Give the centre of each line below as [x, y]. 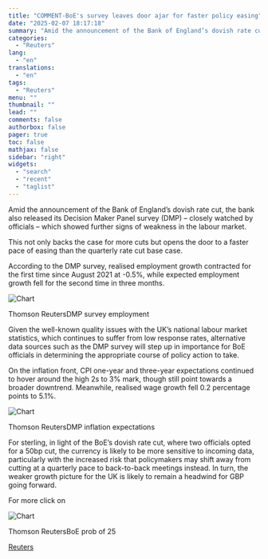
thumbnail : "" [32, 105]
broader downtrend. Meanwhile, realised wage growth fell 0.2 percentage [129, 387]
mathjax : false [33, 150]
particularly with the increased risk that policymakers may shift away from [130, 459]
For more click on [37, 500]
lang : [17, 53]
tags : [17, 82]
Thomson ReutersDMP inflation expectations [82, 427]
